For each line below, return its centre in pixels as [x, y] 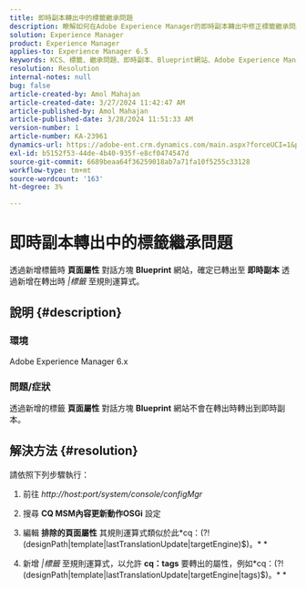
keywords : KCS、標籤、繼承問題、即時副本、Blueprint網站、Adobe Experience [145, 60]
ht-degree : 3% [36, 188]
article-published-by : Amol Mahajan [79, 111]
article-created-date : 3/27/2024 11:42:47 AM [97, 102]
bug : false [30, 86]
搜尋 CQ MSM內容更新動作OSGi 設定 [92, 513]
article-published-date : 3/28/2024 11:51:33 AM [102, 119]
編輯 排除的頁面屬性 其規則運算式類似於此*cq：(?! [116, 533]
